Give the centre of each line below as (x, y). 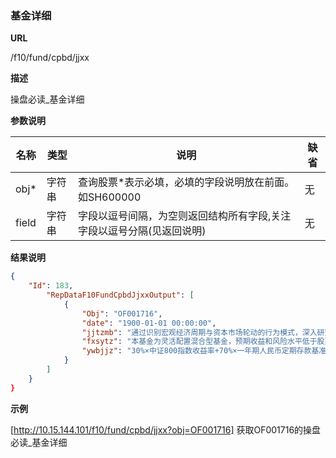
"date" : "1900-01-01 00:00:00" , (149, 323)
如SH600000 (109, 197)
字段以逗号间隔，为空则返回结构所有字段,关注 (184, 216)
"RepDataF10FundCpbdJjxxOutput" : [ (120, 295)
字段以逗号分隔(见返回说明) (142, 231)
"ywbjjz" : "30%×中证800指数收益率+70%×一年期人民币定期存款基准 (204, 351)
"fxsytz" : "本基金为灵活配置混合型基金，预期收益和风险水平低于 (199, 342)
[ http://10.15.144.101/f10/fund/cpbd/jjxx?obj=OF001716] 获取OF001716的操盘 (166, 429)
